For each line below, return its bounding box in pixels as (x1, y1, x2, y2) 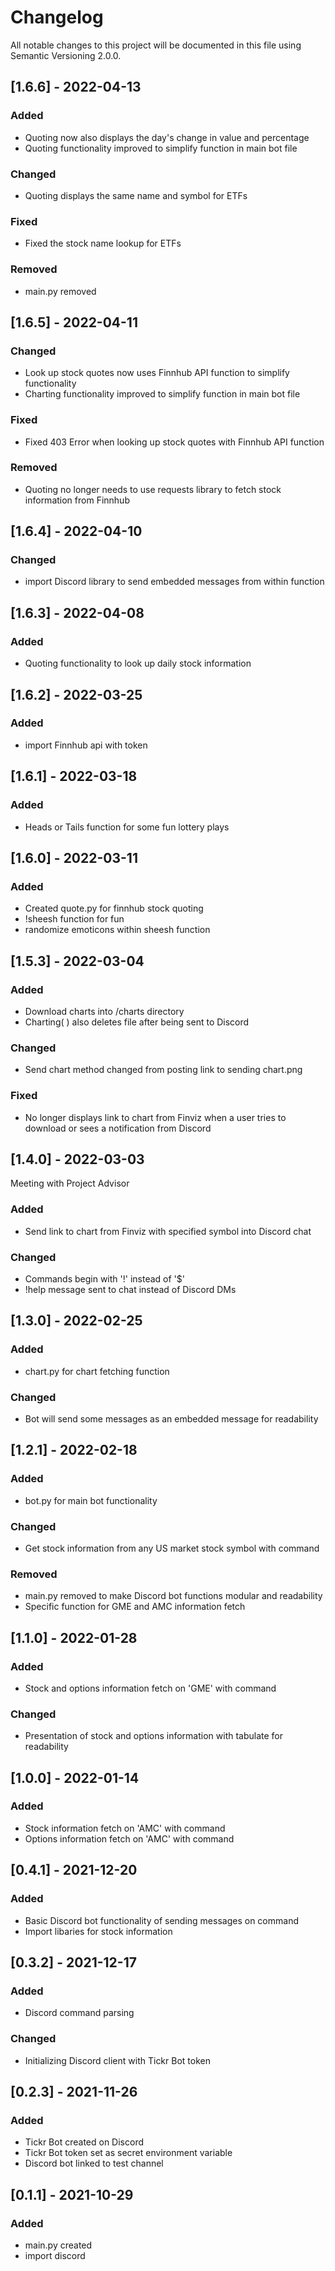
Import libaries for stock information (24, 1925, 173, 1937)
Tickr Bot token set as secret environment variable (24, 2147, 233, 2159)
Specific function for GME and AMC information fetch (24, 1601, 246, 1613)
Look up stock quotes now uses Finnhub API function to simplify (24, 367, 290, 379)
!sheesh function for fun (24, 913, 125, 925)
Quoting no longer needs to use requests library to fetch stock (24, 483, 282, 495)
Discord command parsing (24, 2007, 135, 2019)
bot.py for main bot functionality (24, 1494, 158, 1506)
